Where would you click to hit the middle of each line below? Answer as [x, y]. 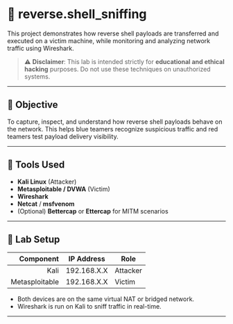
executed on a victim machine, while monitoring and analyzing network [109, 40]
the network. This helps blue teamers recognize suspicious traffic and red [113, 129]
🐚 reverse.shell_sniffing [77, 14]
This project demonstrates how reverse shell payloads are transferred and [113, 33]
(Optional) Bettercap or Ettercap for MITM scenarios [93, 211]
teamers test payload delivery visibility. [63, 136]
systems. [37, 76]
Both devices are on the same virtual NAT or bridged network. [106, 299]
